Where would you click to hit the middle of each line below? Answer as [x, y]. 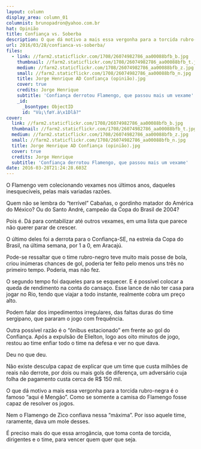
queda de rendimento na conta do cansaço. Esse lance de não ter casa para [100, 288]
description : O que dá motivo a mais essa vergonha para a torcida [92, 40]
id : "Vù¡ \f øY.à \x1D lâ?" [52, 112]
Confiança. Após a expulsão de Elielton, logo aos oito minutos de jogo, [93, 337]
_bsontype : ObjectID [48, 107]
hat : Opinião [22, 29]
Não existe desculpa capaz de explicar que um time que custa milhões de [97, 366]
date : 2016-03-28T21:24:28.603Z [46, 168]
